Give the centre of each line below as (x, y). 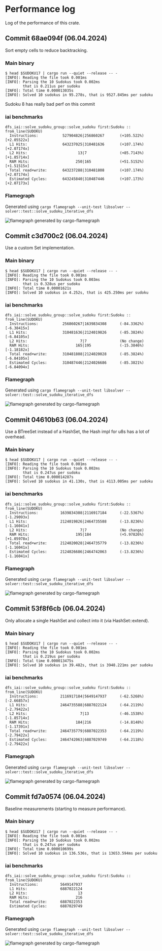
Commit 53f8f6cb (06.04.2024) (55, 609)
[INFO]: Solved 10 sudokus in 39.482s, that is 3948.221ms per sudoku (79, 665)
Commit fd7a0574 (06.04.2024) (55, 797)
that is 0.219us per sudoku (51, 657)
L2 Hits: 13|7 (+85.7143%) (77, 153)
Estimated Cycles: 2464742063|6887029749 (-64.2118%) (77, 740)
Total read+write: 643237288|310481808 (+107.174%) (77, 171)
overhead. (16, 437)
